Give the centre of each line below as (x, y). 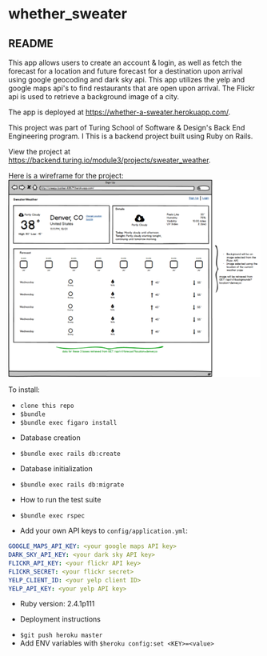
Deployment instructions (60, 619)
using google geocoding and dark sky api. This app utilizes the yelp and (127, 80)
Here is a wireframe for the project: (66, 176)
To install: (24, 390)
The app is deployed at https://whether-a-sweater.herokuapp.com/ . (120, 112)
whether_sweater (68, 14)
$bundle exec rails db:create (70, 454)
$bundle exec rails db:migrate (72, 485)
